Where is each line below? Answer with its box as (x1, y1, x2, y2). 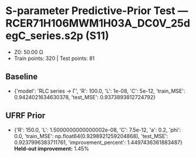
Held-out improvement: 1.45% (13, 145, 89, 152)
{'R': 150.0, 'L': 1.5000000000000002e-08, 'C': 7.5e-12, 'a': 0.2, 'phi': (13, 126, 181, 133)
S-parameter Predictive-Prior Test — (5, 4, 188, 18)
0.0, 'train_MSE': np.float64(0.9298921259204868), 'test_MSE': (13, 132, 168, 139)
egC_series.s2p (5, 29, 83, 42)
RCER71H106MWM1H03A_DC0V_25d (5, 16, 191, 30)
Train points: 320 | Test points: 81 (13, 55, 95, 62)
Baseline (5, 72, 38, 82)
